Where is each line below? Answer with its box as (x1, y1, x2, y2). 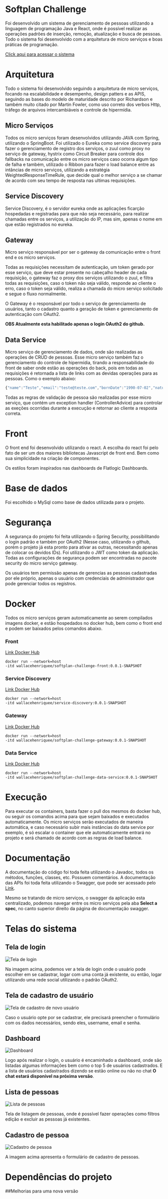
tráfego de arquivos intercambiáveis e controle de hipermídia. (5, 106, 132, 113)
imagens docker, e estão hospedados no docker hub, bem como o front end (5, 620, 162, 626)
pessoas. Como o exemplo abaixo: (5, 376, 76, 382)
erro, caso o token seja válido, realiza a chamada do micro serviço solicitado (5, 285, 163, 292)
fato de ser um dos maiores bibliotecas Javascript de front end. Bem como (5, 450, 159, 456)
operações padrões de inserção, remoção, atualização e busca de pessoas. (5, 31, 161, 37)
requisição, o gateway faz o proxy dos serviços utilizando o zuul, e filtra (5, 275, 153, 281)
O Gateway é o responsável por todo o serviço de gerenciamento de (5, 300, 146, 307)
